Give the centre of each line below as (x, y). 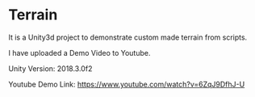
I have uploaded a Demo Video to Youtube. (79, 53)
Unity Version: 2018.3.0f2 (50, 68)
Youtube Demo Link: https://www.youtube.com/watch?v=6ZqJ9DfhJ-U (127, 84)
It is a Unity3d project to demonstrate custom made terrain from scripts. (128, 37)
